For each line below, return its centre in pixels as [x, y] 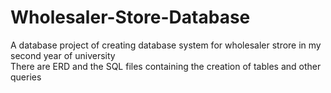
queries [26, 77]
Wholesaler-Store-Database [130, 17]
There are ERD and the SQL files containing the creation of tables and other [166, 66]
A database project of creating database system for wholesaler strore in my [166, 45]
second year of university [63, 55]
